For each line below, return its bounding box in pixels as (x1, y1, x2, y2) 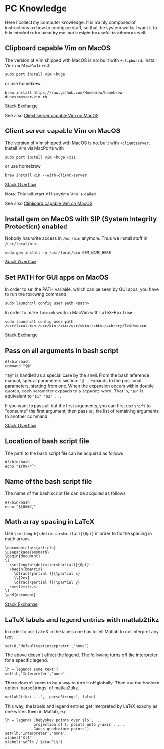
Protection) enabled (5, 222, 67, 230)
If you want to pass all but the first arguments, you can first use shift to (5, 403, 151, 409)
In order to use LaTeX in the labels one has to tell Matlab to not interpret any (5, 629, 159, 635)
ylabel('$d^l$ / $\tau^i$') (5, 740, 63, 745)
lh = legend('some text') (5, 667, 58, 672)
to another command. (5, 413, 49, 419)
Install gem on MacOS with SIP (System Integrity (5, 215, 157, 223)
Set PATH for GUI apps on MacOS (5, 273, 109, 281)
